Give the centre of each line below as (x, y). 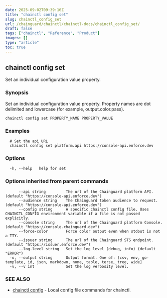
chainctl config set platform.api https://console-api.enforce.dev (82, 146)
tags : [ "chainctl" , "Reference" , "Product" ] (52, 33)
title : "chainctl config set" (37, 15)
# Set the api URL (29, 141)
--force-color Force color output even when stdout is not (89, 231)
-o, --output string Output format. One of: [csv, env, (75, 258)
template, (16, 262)
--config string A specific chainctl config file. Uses (84, 209)
